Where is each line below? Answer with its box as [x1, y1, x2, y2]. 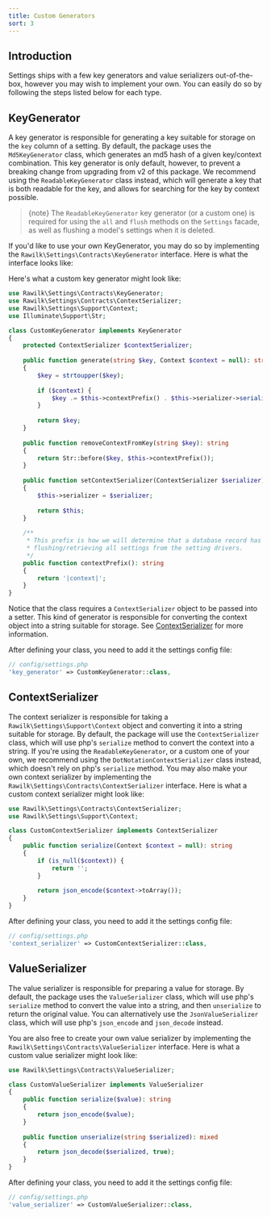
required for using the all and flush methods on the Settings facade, [27, 217, 260, 227]
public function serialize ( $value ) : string [23, 1095, 172, 1104]
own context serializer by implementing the [8, 772, 152, 781]
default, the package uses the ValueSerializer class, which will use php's [8, 992, 254, 1002]
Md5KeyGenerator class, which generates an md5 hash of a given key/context [8, 150, 262, 160]
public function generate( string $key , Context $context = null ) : [23, 357, 251, 365]
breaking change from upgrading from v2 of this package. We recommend [8, 167, 256, 177]
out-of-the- [215, 70, 254, 81]
